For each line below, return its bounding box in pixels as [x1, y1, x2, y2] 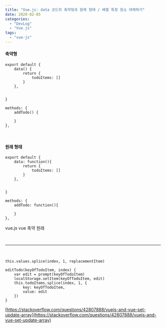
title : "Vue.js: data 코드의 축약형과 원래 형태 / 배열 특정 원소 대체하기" [5, 7, 145, 12]
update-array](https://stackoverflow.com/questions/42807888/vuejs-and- [5, 312, 157, 318]
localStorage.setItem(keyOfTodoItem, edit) [14, 276, 105, 281]
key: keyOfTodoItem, [23, 285, 65, 290]
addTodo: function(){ [14, 203, 58, 208]
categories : [5, 16, 30, 21]
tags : [5, 30, 16, 35]
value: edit [23, 289, 48, 294]
